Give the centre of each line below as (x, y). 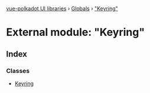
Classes (18, 71)
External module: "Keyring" (76, 32)
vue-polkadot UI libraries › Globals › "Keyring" (62, 9)
